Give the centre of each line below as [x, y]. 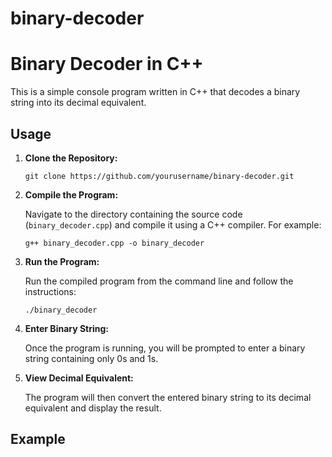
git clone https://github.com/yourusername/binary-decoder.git [159, 176]
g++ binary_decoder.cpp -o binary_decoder [114, 243]
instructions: [50, 291]
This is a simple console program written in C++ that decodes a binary [155, 92]
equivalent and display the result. [93, 408]
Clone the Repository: [71, 158]
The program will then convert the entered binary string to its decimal [168, 397]
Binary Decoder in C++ [107, 64]
